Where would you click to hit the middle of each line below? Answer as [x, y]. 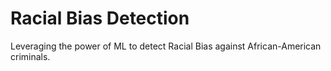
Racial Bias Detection [100, 18]
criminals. [30, 56]
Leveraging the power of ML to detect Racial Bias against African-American [166, 46]
